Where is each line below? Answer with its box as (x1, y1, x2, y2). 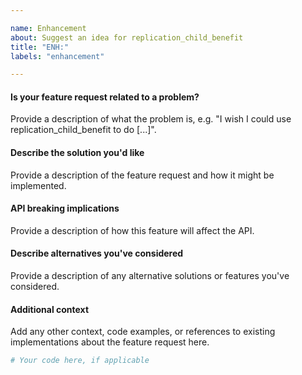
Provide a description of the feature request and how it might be (10, 169, 275, 181)
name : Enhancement (10, 23, 87, 33)
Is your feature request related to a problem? (10, 91, 200, 103)
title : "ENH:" (10, 42, 70, 52)
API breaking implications (10, 202, 120, 215)
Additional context (10, 303, 90, 315)
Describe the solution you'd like (10, 147, 145, 159)
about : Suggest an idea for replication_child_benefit (10, 32, 244, 43)
